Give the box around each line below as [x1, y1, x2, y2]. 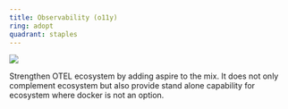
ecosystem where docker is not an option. [9, 90, 165, 101]
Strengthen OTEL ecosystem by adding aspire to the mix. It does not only [9, 71, 279, 81]
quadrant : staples [9, 29, 78, 38]
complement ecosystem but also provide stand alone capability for [9, 80, 256, 91]
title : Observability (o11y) [9, 13, 118, 22]
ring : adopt [9, 21, 54, 30]
